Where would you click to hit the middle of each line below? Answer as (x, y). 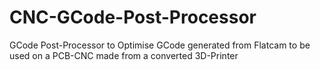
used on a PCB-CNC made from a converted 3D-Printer (124, 55)
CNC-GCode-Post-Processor (133, 17)
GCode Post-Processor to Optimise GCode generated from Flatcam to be (160, 45)
